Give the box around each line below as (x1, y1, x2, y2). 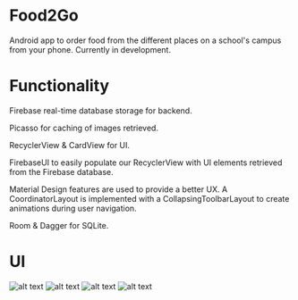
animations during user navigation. (9, 203, 137, 213)
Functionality (9, 76, 110, 96)
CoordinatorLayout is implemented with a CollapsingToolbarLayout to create (9, 193, 290, 204)
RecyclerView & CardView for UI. (9, 139, 131, 150)
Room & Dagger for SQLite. (9, 220, 109, 230)
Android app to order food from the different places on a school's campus (9, 35, 282, 46)
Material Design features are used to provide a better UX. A (9, 184, 228, 195)
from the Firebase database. (9, 166, 114, 177)
